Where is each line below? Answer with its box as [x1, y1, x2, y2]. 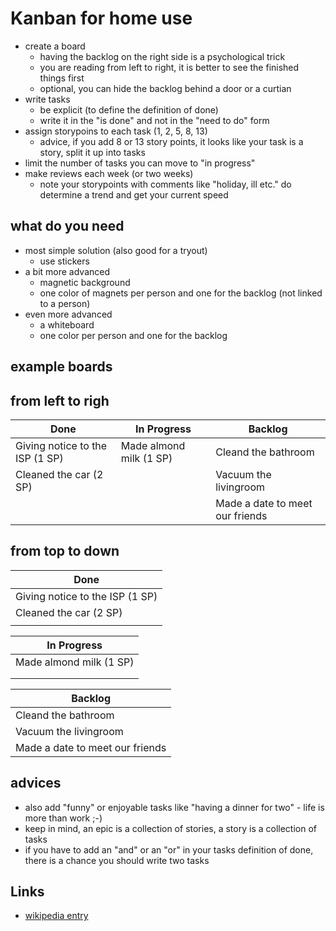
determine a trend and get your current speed [39, 188, 229, 201]
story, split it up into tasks [39, 146, 146, 158]
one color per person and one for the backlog [39, 329, 228, 341]
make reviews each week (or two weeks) [24, 167, 194, 179]
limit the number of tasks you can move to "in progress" [24, 157, 256, 169]
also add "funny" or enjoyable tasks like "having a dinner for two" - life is [24, 801, 325, 813]
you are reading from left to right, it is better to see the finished [39, 61, 300, 73]
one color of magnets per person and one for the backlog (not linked [39, 287, 323, 299]
